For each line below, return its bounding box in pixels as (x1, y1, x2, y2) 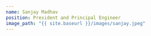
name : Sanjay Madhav (6, 9, 59, 15)
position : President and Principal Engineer (6, 15, 121, 21)
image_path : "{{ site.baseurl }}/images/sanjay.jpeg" (6, 20, 146, 26)
